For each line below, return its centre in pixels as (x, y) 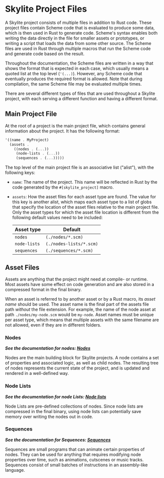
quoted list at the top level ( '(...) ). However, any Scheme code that (74, 73)
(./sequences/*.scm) (70, 251)
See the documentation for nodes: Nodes (48, 348)
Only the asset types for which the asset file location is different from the (85, 212)
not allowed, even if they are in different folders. (53, 325)
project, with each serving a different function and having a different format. (82, 98)
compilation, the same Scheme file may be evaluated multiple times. (73, 84)
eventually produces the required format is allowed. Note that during (74, 79)
